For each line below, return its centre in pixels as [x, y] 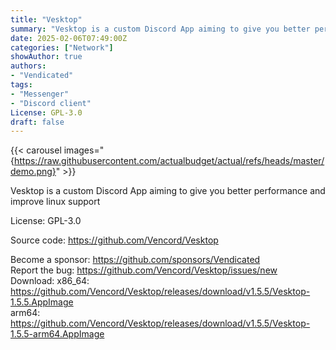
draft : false [37, 122]
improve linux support [55, 202]
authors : [28, 66]
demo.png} [33, 172]
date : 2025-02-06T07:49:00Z [69, 38]
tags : [21, 85]
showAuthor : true [46, 57]
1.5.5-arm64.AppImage [57, 334]
